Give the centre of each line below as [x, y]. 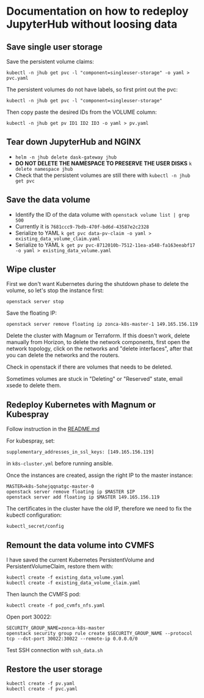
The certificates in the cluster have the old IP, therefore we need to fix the [99, 509]
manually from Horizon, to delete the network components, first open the [98, 342]
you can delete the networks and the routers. [63, 355]
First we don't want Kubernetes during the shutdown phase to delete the [97, 284]
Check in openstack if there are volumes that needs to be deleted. [89, 367]
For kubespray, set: [31, 441]
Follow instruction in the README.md [53, 429]
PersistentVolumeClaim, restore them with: [60, 566]
